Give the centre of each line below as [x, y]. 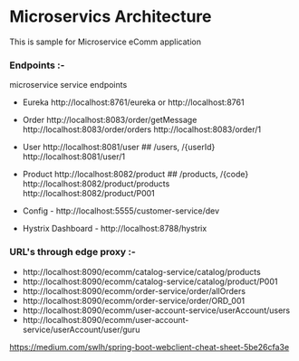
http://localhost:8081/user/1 [74, 157]
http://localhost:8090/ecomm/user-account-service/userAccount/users [156, 310]
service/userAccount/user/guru [81, 329]
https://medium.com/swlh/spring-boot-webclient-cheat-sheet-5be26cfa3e [149, 347]
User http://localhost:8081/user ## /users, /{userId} [119, 147]
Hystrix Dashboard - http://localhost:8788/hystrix [115, 229]
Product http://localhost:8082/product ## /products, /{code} [135, 175]
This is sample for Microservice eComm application [106, 42]
